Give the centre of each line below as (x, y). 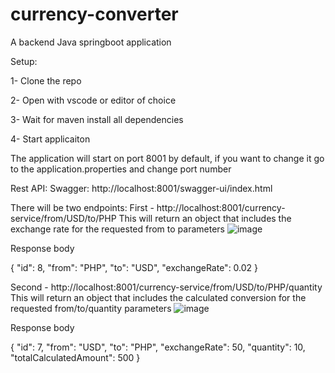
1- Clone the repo (46, 80)
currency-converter (94, 14)
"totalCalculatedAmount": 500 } (75, 357)
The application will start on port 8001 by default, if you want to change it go (167, 158)
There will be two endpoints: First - (82, 207)
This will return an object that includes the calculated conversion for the (158, 297)
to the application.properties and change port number (121, 169)
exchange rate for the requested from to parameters (117, 229)
